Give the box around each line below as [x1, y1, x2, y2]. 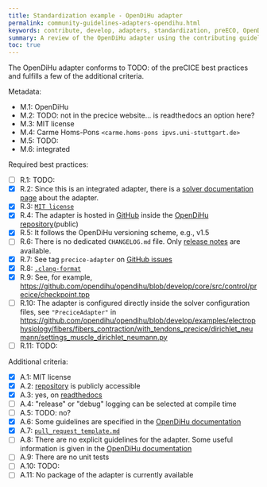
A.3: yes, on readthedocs [19, 390, 103, 400]
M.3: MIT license [19, 119, 75, 129]
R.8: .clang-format [19, 263, 82, 272]
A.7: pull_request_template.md [19, 426, 121, 435]
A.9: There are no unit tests [19, 452, 110, 462]
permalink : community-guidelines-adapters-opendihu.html [8, 19, 201, 27]
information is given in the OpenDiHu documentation [19, 444, 192, 454]
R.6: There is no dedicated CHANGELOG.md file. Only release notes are [19, 237, 241, 246]
